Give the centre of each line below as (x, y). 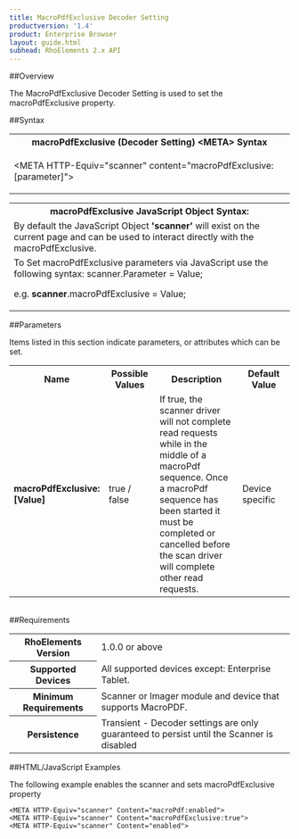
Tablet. (115, 680)
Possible (129, 374)
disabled (119, 744)
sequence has (189, 500)
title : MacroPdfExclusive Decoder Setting (89, 17)
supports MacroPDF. (144, 708)
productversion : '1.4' (51, 26)
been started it (190, 511)
